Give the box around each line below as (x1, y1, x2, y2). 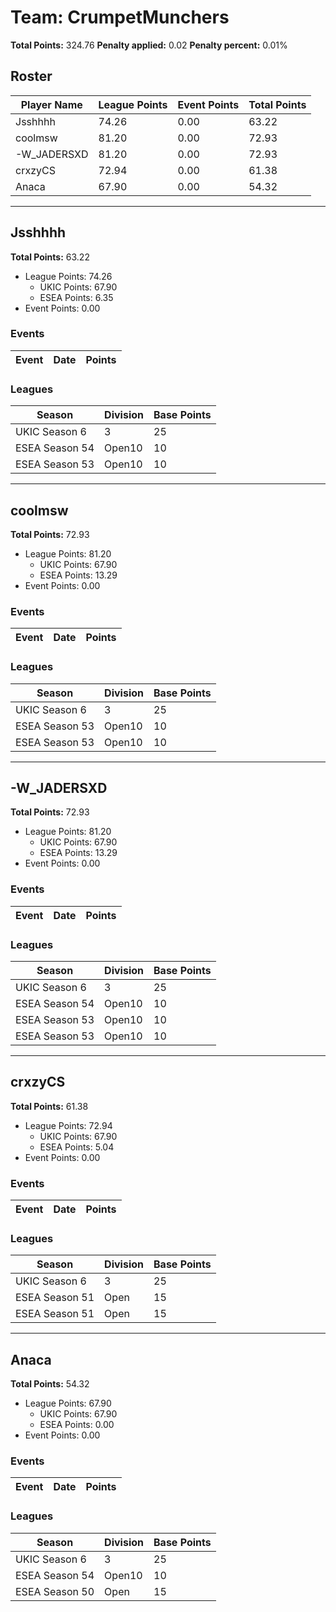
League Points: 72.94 (24, 1119, 113, 1131)
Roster (10, 68, 53, 85)
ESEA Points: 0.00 (39, 1419, 115, 1431)
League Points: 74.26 (24, 270, 113, 282)
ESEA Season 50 (15, 1584, 95, 1598)
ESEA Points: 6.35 (39, 291, 114, 303)
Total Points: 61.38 (10, 1100, 89, 1112)
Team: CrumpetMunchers (10, 6, 230, 29)
